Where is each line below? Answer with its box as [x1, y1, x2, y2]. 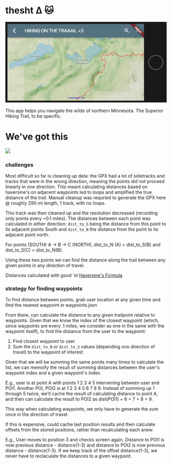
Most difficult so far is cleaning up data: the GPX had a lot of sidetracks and [5, 173, 165, 179]
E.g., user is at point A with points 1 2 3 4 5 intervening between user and [5, 380, 160, 386]
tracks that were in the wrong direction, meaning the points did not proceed [5, 179, 165, 185]
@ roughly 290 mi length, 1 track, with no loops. [5, 200, 106, 206]
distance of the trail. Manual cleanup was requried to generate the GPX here [5, 194, 166, 201]
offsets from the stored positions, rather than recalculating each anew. [5, 427, 154, 433]
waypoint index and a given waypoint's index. [5, 370, 101, 376]
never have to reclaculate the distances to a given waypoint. [5, 453, 132, 459]
